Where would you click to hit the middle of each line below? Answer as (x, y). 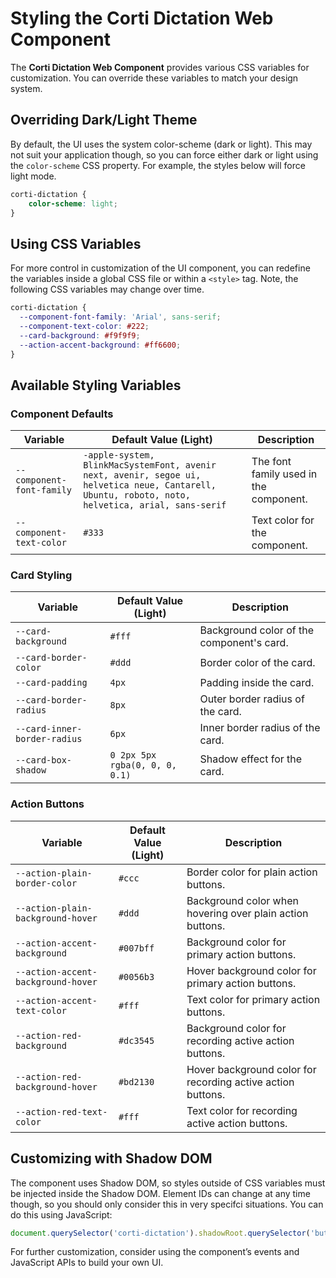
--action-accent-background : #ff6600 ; (100, 345)
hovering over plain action (247, 913)
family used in (284, 474)
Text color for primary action (253, 999)
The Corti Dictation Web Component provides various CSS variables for (160, 67)
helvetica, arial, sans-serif (155, 505)
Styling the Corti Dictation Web (142, 18)
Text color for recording (242, 1110)
